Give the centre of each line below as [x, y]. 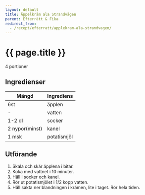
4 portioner [17, 66]
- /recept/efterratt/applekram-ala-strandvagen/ [61, 28]
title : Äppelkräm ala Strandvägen [41, 14]
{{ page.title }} [36, 53]
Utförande [21, 154]
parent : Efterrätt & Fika [32, 19]
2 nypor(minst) [25, 129]
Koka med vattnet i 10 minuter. [43, 171]
